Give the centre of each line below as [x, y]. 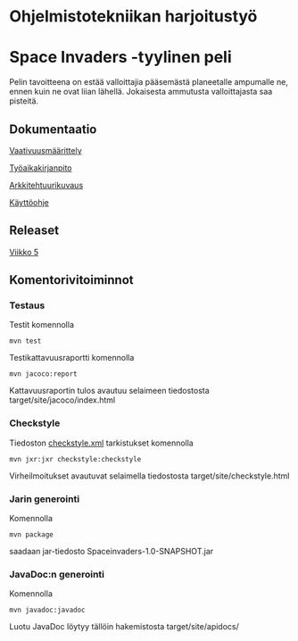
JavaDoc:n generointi [57, 574]
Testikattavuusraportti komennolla [72, 358]
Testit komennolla [41, 325]
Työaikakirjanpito [41, 168]
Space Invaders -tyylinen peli [120, 58]
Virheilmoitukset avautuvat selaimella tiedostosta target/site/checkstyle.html [149, 476]
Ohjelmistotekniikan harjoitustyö [133, 17]
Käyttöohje [29, 202]
